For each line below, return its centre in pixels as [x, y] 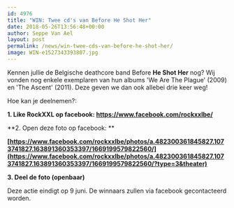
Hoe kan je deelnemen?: [42, 101]
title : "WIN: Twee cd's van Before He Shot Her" [79, 20]
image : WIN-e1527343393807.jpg [53, 53]
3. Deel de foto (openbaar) [46, 177]
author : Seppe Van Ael [40, 33]
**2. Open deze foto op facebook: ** [61, 128]
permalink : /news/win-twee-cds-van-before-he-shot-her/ [90, 46]
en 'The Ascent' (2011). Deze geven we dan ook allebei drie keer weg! [108, 87]
